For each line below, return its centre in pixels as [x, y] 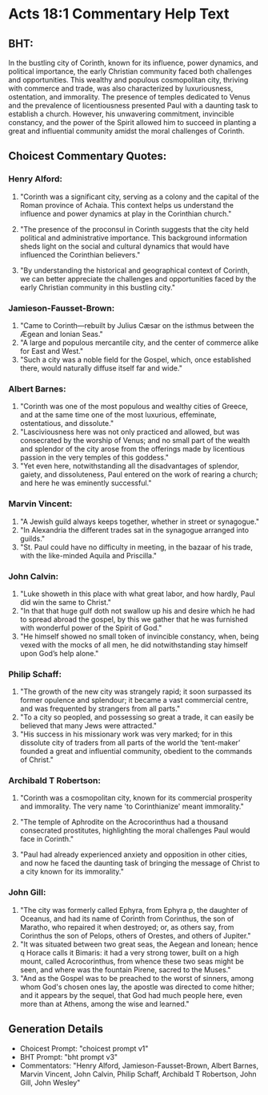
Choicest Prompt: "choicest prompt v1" [84, 1048]
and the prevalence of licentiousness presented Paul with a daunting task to [133, 105]
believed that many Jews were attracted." [88, 726]
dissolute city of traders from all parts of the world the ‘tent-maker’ [130, 743]
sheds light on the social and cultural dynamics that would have [124, 246]
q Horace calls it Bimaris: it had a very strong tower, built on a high [129, 952]
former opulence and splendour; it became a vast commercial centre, [134, 700]
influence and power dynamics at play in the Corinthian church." [126, 213]
